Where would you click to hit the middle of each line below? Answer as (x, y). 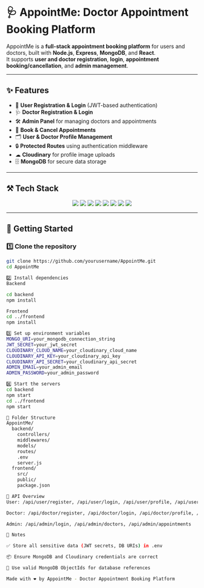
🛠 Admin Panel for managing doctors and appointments (86, 121)
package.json (34, 485)
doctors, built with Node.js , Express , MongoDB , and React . (81, 52)
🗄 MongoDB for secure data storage (61, 161)
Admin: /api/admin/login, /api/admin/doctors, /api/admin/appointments (99, 524)
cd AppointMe (23, 267)
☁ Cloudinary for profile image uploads (65, 154)
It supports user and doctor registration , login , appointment (83, 59)
